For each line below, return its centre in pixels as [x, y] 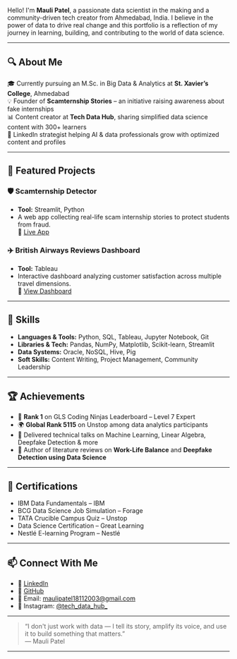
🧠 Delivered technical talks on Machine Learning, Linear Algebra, [111, 435]
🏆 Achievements [46, 397]
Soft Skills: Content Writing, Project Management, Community [108, 359]
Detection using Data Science [62, 457]
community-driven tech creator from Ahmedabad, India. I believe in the [110, 18]
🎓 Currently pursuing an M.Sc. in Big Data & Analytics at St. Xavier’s [108, 83]
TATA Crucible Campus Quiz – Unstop [72, 519]
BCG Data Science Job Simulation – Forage [80, 511]
